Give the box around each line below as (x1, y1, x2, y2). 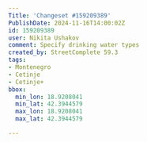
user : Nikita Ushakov (8, 33, 80, 42)
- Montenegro (8, 63, 51, 71)
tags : (8, 56, 26, 64)
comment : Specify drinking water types (8, 41, 140, 49)
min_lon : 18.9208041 (15, 93, 83, 101)
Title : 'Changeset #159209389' (8, 11, 111, 20)
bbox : (8, 85, 26, 94)
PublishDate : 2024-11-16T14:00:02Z (8, 19, 126, 27)
